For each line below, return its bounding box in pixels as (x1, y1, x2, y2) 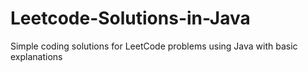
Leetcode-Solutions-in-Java (10, 7, 251, 30)
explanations (10, 50, 63, 62)
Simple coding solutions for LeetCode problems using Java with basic (10, 40, 298, 52)
